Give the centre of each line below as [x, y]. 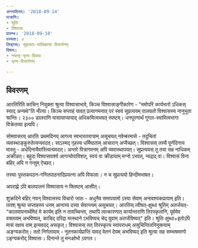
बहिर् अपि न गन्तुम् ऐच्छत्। [30, 163]
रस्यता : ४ [15, 39]
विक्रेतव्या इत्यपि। [22, 124]
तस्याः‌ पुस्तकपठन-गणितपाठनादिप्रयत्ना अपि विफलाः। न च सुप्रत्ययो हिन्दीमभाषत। [80, 175]
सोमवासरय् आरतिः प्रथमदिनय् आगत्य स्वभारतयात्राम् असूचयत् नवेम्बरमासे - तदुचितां [81, 136]
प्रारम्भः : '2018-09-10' [30, 34]
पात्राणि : [13, 17]
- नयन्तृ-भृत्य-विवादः [24, 56]
